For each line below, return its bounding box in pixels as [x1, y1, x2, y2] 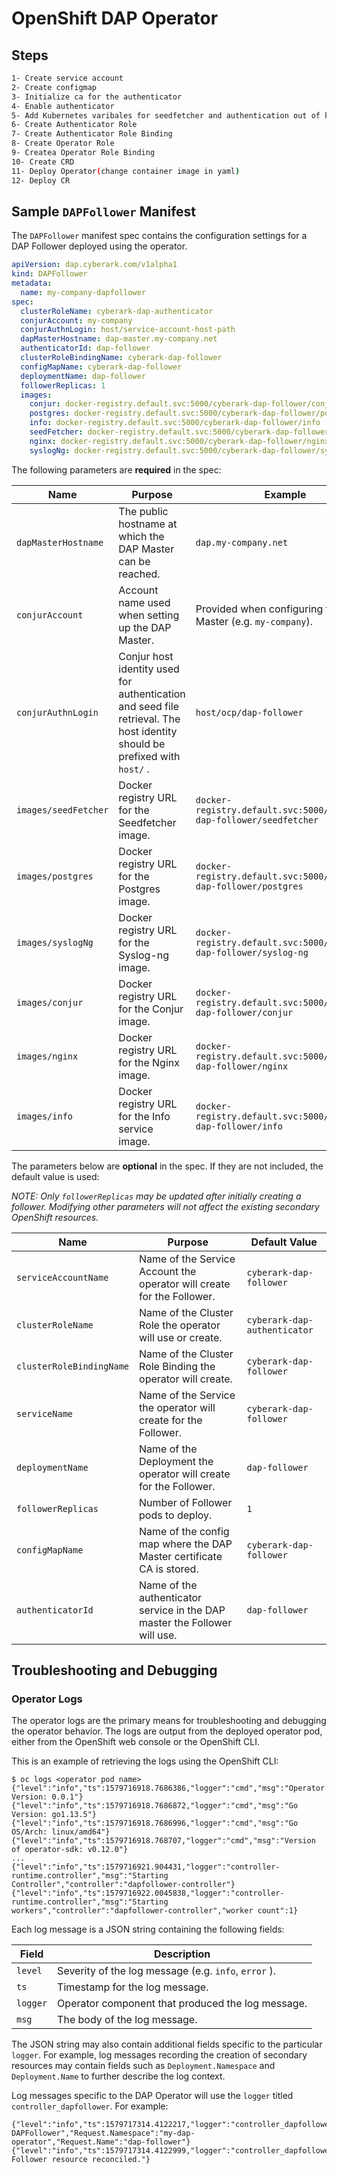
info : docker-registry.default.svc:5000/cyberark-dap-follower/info [29, 418, 321, 428]
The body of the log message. [57, 2013, 198, 2027]
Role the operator [139, 1318, 221, 1332]
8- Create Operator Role [11, 138, 115, 149]
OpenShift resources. [11, 1211, 99, 1223]
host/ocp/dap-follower [195, 707, 304, 718]
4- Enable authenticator [11, 101, 115, 111]
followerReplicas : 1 [20, 380, 106, 391]
